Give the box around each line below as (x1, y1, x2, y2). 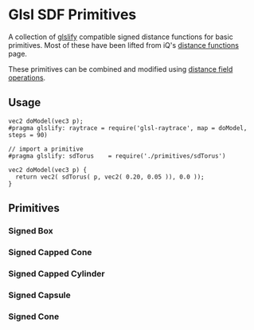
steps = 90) (8, 131, 48, 139)
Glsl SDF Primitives (8, 6, 137, 24)
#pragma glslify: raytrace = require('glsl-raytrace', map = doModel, (8, 124, 248, 132)
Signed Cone (8, 311, 60, 322)
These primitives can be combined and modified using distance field (8, 64, 233, 73)
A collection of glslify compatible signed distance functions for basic (8, 32, 233, 41)
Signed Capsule (8, 289, 72, 301)
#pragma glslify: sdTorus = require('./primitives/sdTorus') (8, 151, 226, 160)
